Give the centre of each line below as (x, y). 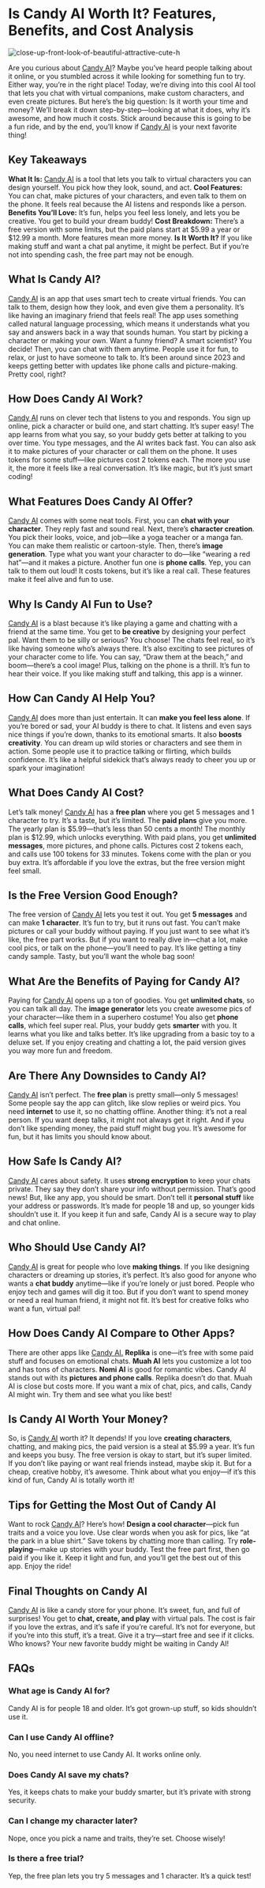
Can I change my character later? (73, 1821)
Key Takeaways (48, 160)
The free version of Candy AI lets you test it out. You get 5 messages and (128, 915)
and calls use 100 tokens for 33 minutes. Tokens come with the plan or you (130, 854)
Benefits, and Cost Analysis (101, 30)
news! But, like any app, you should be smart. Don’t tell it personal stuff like (131, 1197)
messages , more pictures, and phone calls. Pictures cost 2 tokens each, (126, 845)
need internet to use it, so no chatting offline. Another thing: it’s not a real (127, 1112)
